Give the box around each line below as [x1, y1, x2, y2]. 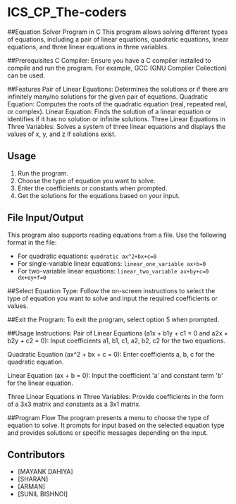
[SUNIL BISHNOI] [17, 490, 68, 498]
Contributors [7, 448, 66, 460]
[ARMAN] [17, 482, 46, 491]
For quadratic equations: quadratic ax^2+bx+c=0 [17, 252, 157, 260]
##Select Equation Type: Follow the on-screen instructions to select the [7, 286, 216, 295]
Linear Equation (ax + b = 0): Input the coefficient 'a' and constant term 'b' [7, 371, 223, 379]
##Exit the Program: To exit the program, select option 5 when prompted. [7, 315, 220, 324]
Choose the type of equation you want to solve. [17, 176, 156, 185]
